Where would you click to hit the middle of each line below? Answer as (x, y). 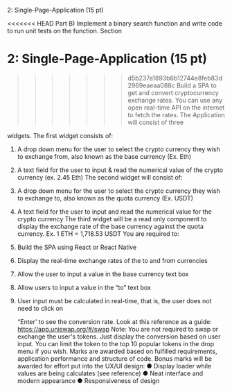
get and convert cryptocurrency (173, 92)
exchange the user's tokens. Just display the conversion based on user (119, 336)
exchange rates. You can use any (175, 100)
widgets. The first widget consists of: (60, 135)
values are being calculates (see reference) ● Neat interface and (110, 373)
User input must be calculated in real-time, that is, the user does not (114, 300)
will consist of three (156, 122)
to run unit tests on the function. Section (65, 31)
